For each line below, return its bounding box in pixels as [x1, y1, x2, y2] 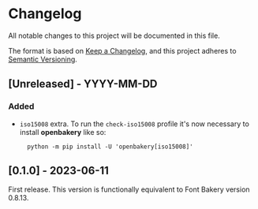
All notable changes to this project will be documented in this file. [8, 31, 221, 40]
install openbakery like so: [19, 127, 107, 136]
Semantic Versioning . [8, 54, 77, 64]
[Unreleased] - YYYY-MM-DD [8, 77, 158, 91]
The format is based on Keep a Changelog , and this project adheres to [8, 46, 237, 55]
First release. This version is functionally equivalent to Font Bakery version [8, 185, 250, 194]
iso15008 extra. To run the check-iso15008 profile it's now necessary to [19, 119, 250, 129]
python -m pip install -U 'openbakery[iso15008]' [27, 143, 193, 151]
